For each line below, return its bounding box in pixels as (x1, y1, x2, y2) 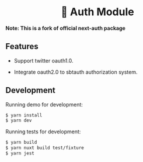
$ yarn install (5, 112, 43, 118)
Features (5, 42, 39, 51)
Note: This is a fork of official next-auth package (5, 25, 126, 32)
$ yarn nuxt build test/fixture (5, 145, 84, 151)
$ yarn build (5, 140, 37, 146)
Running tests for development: (5, 128, 81, 135)
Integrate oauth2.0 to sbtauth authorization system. (13, 68, 138, 75)
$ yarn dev (5, 118, 32, 123)
